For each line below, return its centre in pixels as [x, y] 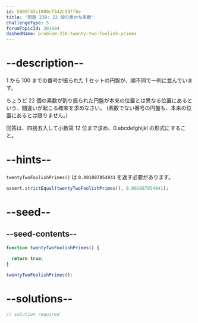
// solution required [33, 315]
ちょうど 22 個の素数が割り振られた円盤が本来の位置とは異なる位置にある [97, 101]
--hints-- [29, 160]
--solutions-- [40, 299]
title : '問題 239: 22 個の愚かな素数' [50, 17]
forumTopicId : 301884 [33, 28]
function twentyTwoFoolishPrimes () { [53, 247]
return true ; [28, 258]
